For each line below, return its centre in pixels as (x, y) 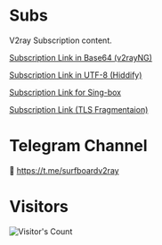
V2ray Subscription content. (61, 40)
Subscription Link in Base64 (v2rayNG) (81, 57)
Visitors (39, 207)
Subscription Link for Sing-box (65, 92)
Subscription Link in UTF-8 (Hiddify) (76, 75)
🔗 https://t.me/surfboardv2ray (64, 170)
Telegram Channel (79, 146)
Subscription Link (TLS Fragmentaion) (79, 109)
